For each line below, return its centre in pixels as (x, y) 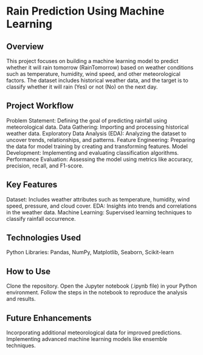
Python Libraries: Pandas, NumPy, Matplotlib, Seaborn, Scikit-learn (90, 252)
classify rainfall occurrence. (41, 218)
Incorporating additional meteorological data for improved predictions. (94, 333)
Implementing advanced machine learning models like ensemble (87, 339)
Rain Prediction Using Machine (85, 11)
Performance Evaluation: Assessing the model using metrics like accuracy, (100, 159)
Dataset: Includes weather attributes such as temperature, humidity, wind (98, 199)
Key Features (32, 185)
